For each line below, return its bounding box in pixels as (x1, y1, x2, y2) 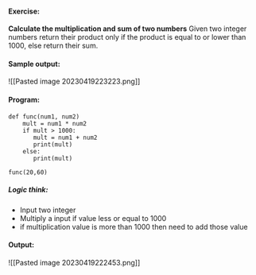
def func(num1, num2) (8, 112, 80, 121)
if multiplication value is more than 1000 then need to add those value (19, 222, 248, 231)
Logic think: (8, 185, 48, 195)
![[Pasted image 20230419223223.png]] (8, 76, 141, 87)
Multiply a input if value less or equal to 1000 (19, 213, 167, 223)
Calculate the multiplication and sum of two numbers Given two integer (8, 24, 247, 33)
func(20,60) (8, 168, 48, 176)
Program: (8, 95, 40, 104)
